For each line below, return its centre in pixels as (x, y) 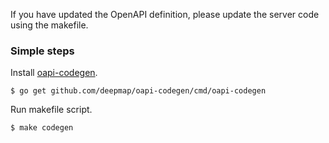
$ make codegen (42, 128)
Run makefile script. (51, 110)
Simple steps (42, 51)
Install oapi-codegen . (54, 73)
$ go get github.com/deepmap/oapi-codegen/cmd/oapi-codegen (138, 91)
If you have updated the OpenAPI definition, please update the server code (165, 14)
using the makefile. (49, 25)
